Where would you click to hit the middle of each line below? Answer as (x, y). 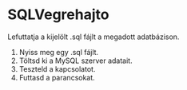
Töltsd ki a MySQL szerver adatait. (76, 61)
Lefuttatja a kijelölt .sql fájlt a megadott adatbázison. (93, 37)
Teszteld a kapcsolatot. (57, 68)
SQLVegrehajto (58, 15)
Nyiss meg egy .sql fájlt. (59, 52)
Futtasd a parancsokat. (57, 77)
